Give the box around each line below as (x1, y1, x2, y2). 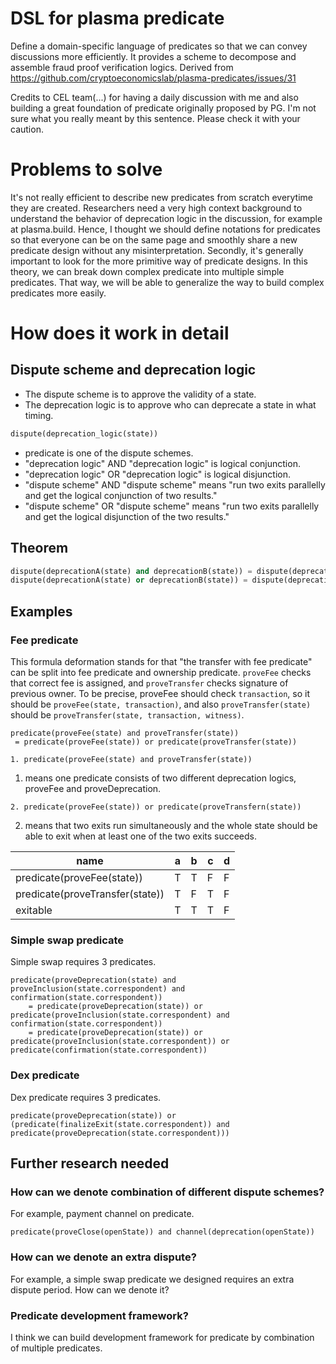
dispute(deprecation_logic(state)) (10, 428, 159, 439)
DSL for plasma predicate (10, 7, 225, 30)
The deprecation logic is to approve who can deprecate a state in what (24, 398, 317, 411)
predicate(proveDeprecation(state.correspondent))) (10, 1128, 230, 1138)
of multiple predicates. (10, 1342, 103, 1354)
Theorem (10, 540, 69, 557)
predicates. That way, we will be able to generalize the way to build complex (10, 276, 325, 288)
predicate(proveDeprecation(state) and (10, 975, 177, 986)
